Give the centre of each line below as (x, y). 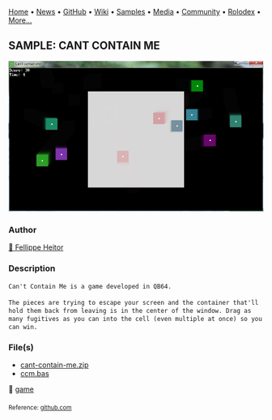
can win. (23, 327)
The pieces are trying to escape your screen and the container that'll (134, 302)
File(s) (21, 347)
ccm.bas (35, 373)
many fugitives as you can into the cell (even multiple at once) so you (136, 319)
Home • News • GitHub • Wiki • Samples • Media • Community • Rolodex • (135, 12)
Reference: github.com (40, 407)
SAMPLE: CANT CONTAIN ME (84, 46)
